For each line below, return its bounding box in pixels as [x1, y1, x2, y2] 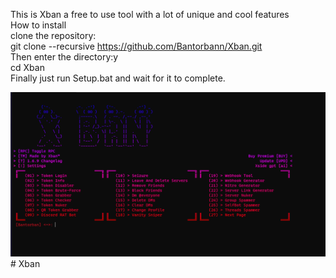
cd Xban [10, 62, 45, 73]
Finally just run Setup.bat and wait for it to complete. [10, 72, 226, 84]
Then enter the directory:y [10, 51, 119, 63]
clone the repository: [10, 30, 97, 41]
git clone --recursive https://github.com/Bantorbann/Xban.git [10, 40, 263, 52]
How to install [10, 19, 67, 31]
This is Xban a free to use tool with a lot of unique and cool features [10, 9, 290, 20]
